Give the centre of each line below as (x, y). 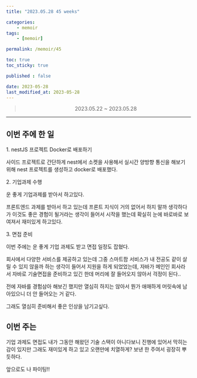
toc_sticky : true (27, 65)
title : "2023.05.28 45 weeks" (43, 11)
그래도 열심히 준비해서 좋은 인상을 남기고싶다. (58, 306)
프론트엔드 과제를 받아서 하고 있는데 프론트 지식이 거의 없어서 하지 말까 (86, 207)
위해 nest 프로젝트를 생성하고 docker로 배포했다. (62, 170)
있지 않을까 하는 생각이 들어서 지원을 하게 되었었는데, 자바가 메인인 (94, 267)
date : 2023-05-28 (27, 87)
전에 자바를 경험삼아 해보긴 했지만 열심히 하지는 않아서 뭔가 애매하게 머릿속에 (94, 287)
